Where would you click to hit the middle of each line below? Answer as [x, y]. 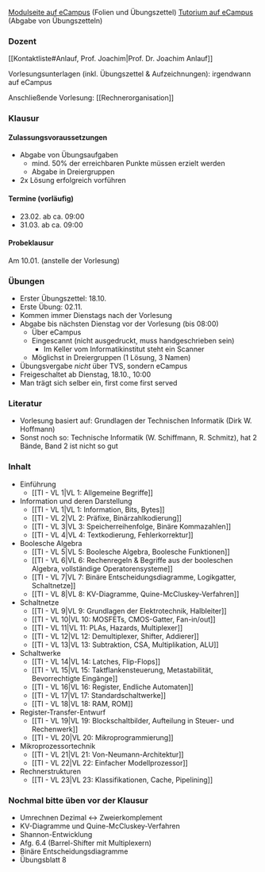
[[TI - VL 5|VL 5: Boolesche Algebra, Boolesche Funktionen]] [131, 552]
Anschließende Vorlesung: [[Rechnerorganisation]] [91, 98]
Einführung [38, 484]
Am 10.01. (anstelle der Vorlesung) [64, 260]
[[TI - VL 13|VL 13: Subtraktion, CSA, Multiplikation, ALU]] [125, 645]
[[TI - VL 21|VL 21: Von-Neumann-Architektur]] [108, 754]
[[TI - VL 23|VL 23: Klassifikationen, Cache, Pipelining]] [122, 780]
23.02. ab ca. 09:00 [52, 216]
